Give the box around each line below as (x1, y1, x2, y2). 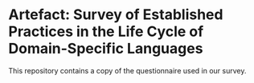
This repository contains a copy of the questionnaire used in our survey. (8, 65, 247, 75)
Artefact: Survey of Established (8, 6, 223, 24)
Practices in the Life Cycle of (8, 22, 204, 41)
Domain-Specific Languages (8, 40, 203, 57)
